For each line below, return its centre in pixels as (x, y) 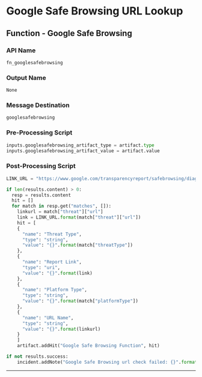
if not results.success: (37, 357)
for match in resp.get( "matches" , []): (62, 206)
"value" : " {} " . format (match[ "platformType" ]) (80, 301)
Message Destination (38, 105)
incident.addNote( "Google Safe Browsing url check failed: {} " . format (107, 362)
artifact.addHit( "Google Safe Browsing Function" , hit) (89, 346)
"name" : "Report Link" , (52, 262)
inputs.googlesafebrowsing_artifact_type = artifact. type (80, 145)
